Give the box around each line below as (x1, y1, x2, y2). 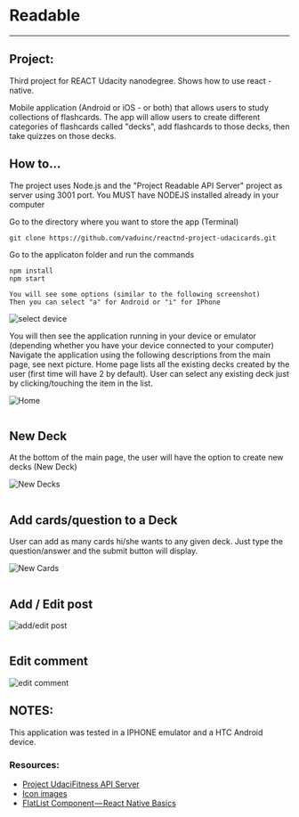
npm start (9, 274, 46, 283)
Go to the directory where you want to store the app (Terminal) (9, 216, 239, 227)
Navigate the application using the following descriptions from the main (9, 349, 271, 360)
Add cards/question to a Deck (9, 512, 178, 527)
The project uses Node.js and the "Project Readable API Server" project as (9, 180, 283, 191)
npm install (9, 266, 53, 275)
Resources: (9, 758, 60, 771)
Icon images (21, 788, 68, 798)
